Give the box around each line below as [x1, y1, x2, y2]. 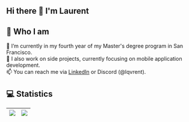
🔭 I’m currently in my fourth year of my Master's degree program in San [6, 43, 184, 50]
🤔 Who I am [6, 26, 49, 37]
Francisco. [6, 49, 33, 56]
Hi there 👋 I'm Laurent [6, 6, 89, 16]
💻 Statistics [6, 88, 53, 99]
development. [6, 61, 40, 69]
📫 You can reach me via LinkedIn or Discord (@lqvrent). [6, 69, 146, 76]
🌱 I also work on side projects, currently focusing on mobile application [6, 55, 182, 63]
